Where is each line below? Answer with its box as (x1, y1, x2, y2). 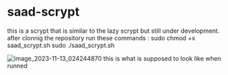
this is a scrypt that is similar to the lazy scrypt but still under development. (7, 27, 220, 35)
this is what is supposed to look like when (103, 54, 222, 62)
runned (7, 61, 28, 70)
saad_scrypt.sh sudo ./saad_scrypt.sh (7, 41, 115, 49)
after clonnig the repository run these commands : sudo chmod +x (7, 33, 196, 42)
